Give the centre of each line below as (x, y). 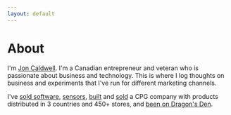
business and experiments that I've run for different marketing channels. (112, 83)
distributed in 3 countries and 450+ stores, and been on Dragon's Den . (110, 104)
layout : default (31, 14)
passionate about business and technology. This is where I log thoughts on (116, 75)
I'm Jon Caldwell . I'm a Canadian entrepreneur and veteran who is (103, 68)
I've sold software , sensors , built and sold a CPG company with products (113, 96)
